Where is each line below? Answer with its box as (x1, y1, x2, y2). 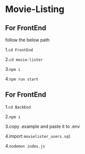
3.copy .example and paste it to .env (5, 123, 80, 129)
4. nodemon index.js (5, 142, 45, 149)
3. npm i (5, 66, 21, 72)
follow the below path (5, 37, 50, 43)
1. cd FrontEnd (5, 47, 33, 52)
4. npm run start (5, 76, 38, 82)
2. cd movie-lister (5, 56, 43, 62)
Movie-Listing (5, 4, 64, 15)
